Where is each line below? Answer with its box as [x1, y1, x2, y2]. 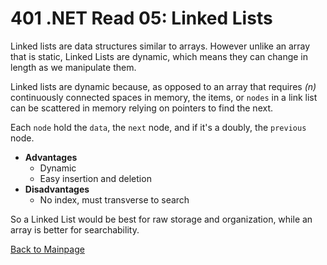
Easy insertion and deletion [39, 172, 152, 184]
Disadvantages [24, 183, 90, 195]
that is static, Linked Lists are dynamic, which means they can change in [10, 50, 309, 62]
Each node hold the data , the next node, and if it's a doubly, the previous [10, 121, 307, 133]
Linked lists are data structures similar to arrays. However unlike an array [10, 40, 311, 52]
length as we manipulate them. [10, 61, 137, 73]
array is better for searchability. [10, 223, 140, 236]
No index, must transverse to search [39, 193, 190, 206]
